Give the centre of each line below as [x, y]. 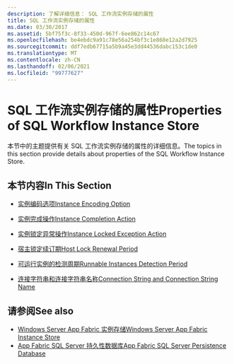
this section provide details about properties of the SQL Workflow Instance [116, 154]
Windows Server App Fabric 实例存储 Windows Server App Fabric [112, 329]
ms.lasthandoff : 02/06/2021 [49, 66]
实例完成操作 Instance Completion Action [76, 219]
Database [31, 353]
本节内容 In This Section [59, 186]
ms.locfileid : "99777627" [45, 73]
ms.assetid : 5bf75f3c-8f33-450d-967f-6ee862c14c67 [83, 34]
